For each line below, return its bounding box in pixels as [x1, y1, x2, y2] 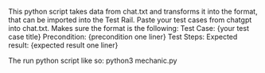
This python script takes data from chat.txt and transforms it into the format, [8, 7, 258, 16]
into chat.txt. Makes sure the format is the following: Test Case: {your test [8, 24, 249, 33]
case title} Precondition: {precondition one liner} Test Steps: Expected [8, 32, 238, 41]
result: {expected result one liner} [8, 40, 119, 50]
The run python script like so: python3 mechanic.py [8, 56, 177, 65]
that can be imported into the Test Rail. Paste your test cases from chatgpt [8, 15, 252, 25]
